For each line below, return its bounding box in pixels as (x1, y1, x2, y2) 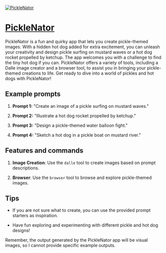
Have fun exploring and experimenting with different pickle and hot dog (12, 222, 159, 228)
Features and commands (5, 147, 83, 155)
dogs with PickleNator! (5, 75, 52, 82)
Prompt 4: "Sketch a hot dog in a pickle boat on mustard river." (12, 132, 141, 138)
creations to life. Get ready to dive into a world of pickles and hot (21, 70, 154, 76)
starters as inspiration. (12, 213, 58, 219)
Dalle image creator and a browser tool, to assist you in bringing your (5, 65, 146, 71)
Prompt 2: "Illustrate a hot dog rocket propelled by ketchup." (12, 112, 136, 119)
